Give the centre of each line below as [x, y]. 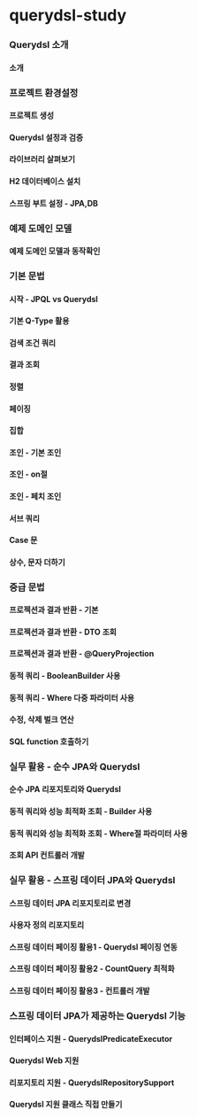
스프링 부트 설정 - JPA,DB [54, 203]
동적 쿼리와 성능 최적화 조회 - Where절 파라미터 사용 [98, 833]
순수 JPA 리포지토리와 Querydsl [65, 789]
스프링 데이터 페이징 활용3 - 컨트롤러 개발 [80, 991]
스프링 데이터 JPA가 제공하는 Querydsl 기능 [98, 1015]
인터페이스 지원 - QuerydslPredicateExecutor [91, 1038]
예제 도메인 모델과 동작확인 [55, 251]
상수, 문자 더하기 [38, 562]
